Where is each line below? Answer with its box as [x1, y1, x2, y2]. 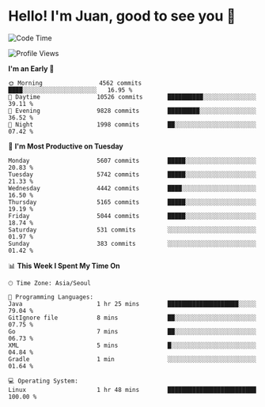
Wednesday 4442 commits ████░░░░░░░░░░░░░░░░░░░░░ [8, 184, 257, 192]
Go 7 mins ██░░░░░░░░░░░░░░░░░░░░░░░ [8, 327, 257, 335]
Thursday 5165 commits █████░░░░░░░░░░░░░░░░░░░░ [8, 198, 257, 206]
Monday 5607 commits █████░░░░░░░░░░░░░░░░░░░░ [8, 156, 257, 164]
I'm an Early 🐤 [8, 63, 55, 73]
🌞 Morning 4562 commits [8, 79, 142, 87]
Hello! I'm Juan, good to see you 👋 [8, 7, 236, 25]
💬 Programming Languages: [8, 292, 93, 301]
